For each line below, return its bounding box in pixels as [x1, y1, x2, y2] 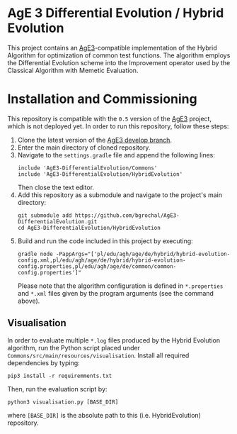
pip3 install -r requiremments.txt [7, 372, 112, 379]
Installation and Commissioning [7, 91, 197, 107]
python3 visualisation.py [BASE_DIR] [7, 399, 119, 406]
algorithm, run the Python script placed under [7, 343, 140, 352]
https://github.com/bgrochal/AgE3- [74, 211, 180, 219]
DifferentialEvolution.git [17, 218, 98, 225]
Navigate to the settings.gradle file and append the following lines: [17, 150, 216, 159]
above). [17, 296, 40, 305]
